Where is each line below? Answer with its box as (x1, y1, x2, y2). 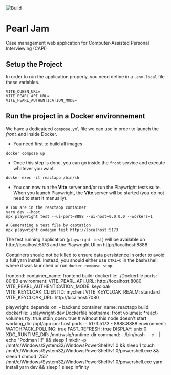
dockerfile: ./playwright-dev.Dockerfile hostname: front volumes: (6, 309, 142, 316)
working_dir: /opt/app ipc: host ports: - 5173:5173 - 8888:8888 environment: (6, 320, 167, 326)
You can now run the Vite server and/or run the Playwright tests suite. (13, 184, 161, 190)
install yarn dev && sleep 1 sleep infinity (6, 364, 89, 370)
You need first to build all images (13, 141, 82, 147)
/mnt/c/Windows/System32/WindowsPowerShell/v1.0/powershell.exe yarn (6, 359, 163, 365)
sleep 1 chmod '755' (6, 353, 48, 359)
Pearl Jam (6, 23, 50, 34)
